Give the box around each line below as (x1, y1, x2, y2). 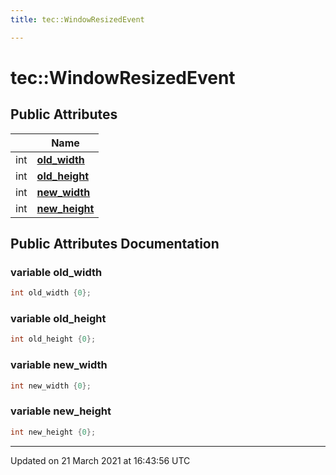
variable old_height (10, 312, 107, 326)
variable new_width (10, 358, 108, 372)
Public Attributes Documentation (10, 236, 220, 253)
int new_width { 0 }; (10, 381, 92, 391)
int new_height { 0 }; (10, 427, 97, 437)
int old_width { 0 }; (10, 288, 92, 298)
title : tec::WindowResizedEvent (10, 14, 145, 25)
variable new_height (10, 404, 112, 418)
